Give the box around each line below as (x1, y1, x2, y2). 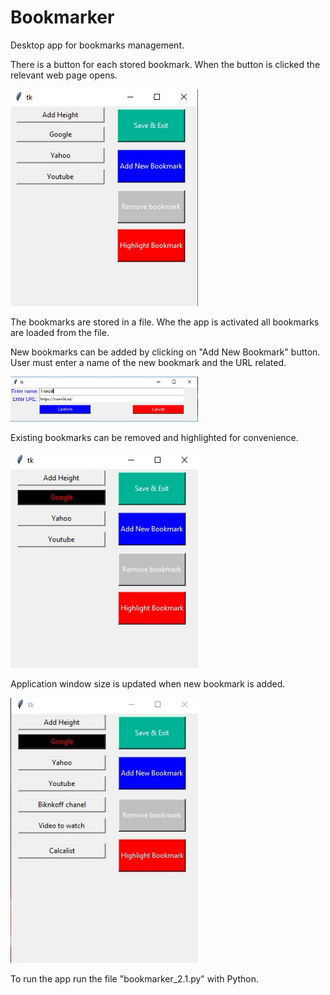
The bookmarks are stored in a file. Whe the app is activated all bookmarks (10, 316, 320, 328)
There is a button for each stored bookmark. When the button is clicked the (10, 58, 321, 70)
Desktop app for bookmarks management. (10, 39, 185, 51)
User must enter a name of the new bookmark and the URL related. (10, 356, 287, 368)
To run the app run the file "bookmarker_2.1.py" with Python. (10, 973, 260, 985)
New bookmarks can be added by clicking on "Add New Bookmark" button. (10, 346, 321, 358)
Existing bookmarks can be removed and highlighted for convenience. (10, 431, 299, 443)
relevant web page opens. (10, 69, 118, 81)
